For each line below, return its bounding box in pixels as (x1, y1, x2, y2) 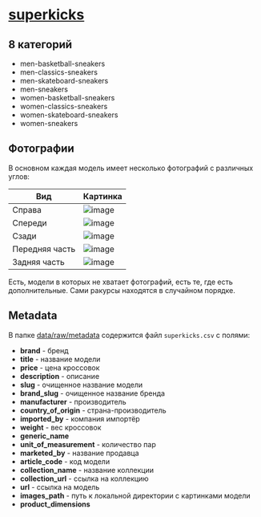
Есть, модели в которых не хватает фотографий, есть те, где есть (8, 277, 234, 287)
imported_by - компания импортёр (19, 413, 140, 423)
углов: (8, 171, 30, 181)
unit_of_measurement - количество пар (19, 439, 156, 449)
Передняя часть (12, 243, 76, 254)
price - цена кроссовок (19, 363, 100, 372)
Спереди (12, 217, 47, 228)
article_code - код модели (19, 456, 110, 466)
